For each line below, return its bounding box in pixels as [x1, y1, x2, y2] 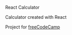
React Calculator [5, 5, 40, 10]
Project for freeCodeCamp [5, 24, 60, 30]
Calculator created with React [5, 14, 67, 20]
